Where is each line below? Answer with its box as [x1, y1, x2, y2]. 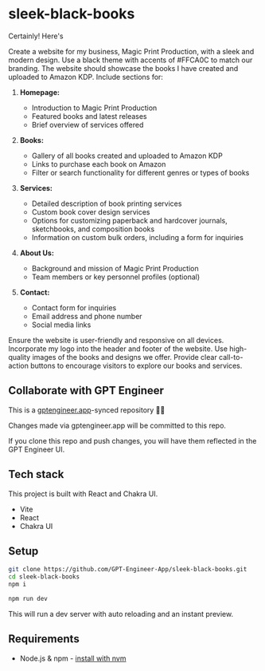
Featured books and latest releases [31, 111, 147, 120]
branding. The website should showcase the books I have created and [8, 63, 239, 73]
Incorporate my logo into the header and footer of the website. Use [8, 344, 228, 353]
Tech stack [8, 468, 64, 481]
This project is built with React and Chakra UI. [8, 488, 158, 499]
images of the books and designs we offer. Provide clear [32, 352, 217, 361]
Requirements [8, 632, 80, 646]
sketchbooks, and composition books [31, 224, 155, 234]
